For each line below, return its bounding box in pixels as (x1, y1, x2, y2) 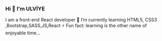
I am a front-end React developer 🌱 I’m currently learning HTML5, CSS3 (5, 17, 157, 23)
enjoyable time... (5, 30, 41, 36)
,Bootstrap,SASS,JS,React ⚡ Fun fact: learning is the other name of (5, 23, 147, 29)
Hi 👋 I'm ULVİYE (5, 5, 45, 12)
